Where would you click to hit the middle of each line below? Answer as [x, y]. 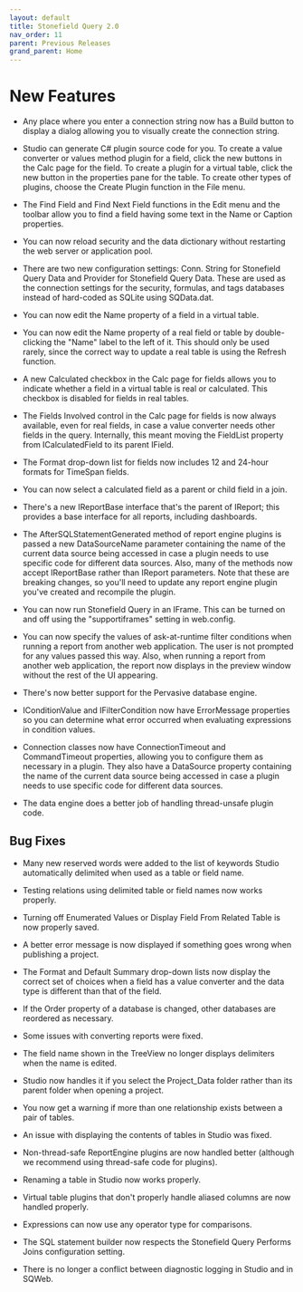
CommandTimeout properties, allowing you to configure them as [143, 757]
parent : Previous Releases [60, 43]
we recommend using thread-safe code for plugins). [120, 1162]
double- [270, 333]
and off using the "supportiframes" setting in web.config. [129, 619]
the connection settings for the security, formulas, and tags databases [153, 288]
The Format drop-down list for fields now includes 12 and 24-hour [145, 462]
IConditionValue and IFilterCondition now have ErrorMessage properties [156, 710]
